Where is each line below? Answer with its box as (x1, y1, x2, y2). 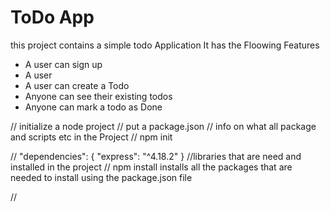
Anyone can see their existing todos (24, 90, 173, 102)
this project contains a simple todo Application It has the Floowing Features (10, 39, 320, 51)
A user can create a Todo (24, 79, 130, 91)
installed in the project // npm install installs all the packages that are (10, 161, 293, 173)
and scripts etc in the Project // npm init (10, 131, 173, 143)
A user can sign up (24, 58, 103, 70)
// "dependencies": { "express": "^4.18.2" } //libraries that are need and (10, 150, 302, 162)
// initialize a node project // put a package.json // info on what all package (10, 120, 317, 132)
